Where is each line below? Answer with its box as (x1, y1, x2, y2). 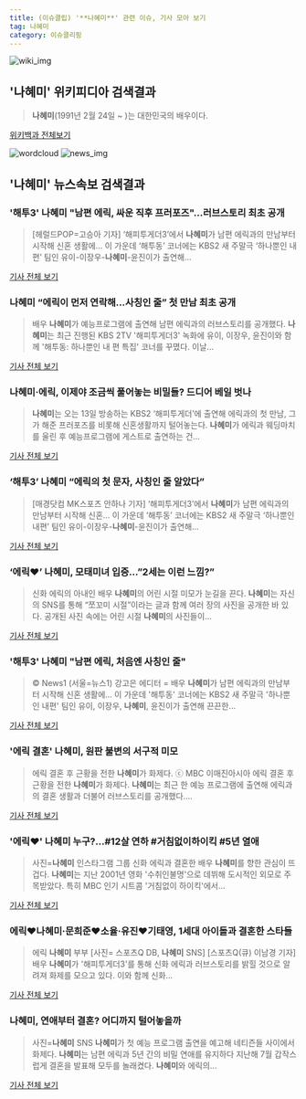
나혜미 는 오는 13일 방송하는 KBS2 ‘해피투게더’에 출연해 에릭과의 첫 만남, (31, 408, 287, 419)
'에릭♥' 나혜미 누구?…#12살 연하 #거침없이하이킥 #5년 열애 (9, 835, 260, 848)
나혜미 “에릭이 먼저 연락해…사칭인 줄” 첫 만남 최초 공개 (9, 296, 237, 309)
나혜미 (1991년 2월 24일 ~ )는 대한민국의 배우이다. (31, 111, 208, 122)
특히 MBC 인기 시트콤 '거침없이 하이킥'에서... (66, 880, 226, 891)
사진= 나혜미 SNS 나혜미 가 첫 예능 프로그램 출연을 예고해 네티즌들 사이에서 (31, 1037, 295, 1048)
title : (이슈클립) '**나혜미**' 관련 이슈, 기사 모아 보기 (9, 13, 206, 23)
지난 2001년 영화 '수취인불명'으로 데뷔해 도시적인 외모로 (82, 869, 282, 880)
